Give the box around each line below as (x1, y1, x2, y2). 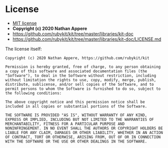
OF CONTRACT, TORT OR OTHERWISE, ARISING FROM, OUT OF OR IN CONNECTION (5, 134, 161, 139)
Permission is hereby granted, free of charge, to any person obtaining (5, 64, 161, 69)
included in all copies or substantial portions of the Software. (5, 104, 147, 109)
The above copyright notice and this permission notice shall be (5, 99, 145, 104)
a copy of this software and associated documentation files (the (5, 69, 147, 74)
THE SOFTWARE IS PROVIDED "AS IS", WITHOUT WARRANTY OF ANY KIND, (5, 112, 147, 117)
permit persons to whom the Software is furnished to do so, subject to (5, 86, 161, 91)
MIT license (12, 20, 37, 26)
